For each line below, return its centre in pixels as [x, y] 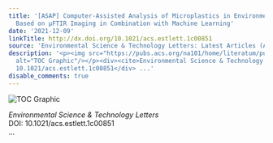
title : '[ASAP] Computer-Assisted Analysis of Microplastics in [119, 16]
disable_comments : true [49, 76]
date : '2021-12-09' [41, 31]
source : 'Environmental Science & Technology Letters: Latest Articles [132, 46]
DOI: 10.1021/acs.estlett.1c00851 [62, 123]
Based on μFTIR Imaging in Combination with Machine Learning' [125, 23]
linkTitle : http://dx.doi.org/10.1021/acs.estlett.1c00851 [110, 38]
